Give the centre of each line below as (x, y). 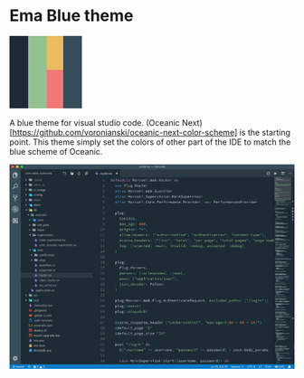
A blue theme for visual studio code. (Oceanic (95, 122)
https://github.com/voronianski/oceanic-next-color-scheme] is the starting (152, 132)
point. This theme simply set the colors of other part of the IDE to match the (150, 142)
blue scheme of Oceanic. (56, 151)
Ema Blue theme (71, 16)
